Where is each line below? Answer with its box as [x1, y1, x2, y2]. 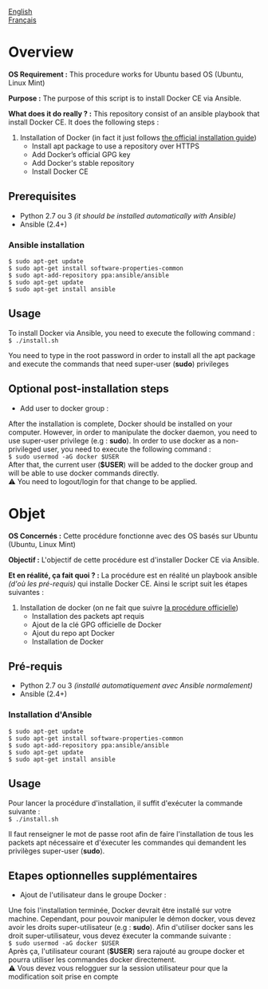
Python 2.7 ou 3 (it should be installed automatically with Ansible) [19, 211, 237, 220]
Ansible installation [8, 239, 85, 250]
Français [8, 15, 37, 25]
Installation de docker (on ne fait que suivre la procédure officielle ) [19, 602, 239, 613]
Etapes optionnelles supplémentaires [8, 869, 198, 882]
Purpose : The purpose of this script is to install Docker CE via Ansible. [8, 93, 242, 103]
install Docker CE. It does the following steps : [8, 117, 160, 127]
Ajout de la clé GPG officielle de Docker [31, 620, 162, 629]
